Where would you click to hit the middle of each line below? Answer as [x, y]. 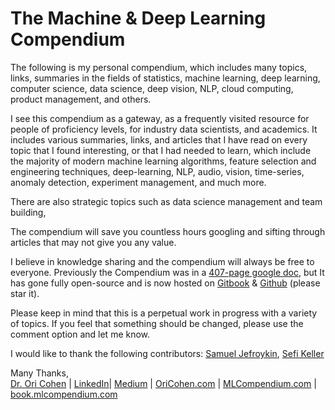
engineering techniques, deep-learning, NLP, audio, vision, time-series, [157, 171]
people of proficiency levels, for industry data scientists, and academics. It [164, 129]
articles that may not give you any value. [93, 242]
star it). [25, 293]
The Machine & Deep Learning [138, 18]
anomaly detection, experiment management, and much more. [138, 182]
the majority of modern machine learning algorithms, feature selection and [163, 161]
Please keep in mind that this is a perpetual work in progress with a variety [164, 313]
